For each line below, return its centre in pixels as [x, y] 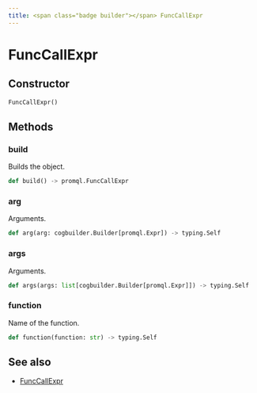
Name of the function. [44, 322]
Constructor [39, 84]
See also [30, 362]
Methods [31, 126]
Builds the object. [37, 166]
